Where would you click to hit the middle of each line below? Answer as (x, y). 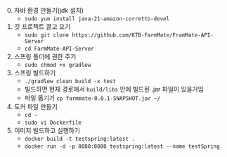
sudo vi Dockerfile (53, 123)
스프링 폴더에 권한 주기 (45, 56)
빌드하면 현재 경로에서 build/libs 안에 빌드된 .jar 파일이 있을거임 (114, 89)
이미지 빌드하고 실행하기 (47, 130)
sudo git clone (46, 35)
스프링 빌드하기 (35, 73)
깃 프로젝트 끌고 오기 (42, 26)
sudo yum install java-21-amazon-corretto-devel (97, 19)
